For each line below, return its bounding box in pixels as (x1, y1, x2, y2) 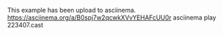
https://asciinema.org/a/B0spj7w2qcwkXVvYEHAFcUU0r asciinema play (7, 13, 217, 22)
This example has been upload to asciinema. (7, 6, 136, 14)
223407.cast (7, 21, 43, 29)
